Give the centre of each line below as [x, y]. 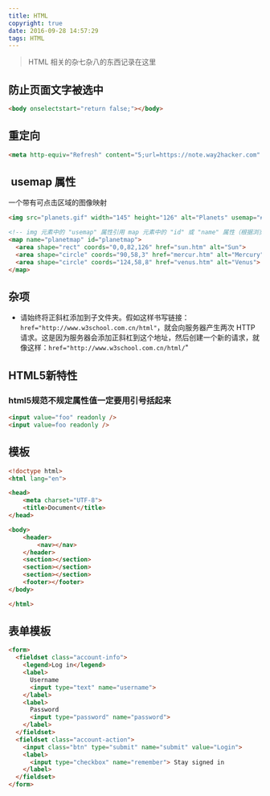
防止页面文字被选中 [56, 90]
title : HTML [28, 16]
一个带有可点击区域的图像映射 [57, 202]
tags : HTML [27, 38]
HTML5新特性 [43, 376]
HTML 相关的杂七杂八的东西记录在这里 [92, 62]
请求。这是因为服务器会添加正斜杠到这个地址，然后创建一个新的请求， [136, 337]
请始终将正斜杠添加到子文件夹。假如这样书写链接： [104, 317]
